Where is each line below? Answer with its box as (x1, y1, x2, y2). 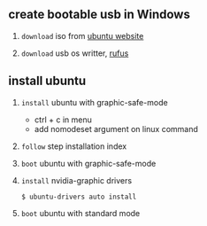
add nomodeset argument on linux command (34, 123, 198, 134)
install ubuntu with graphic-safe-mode (20, 97, 169, 107)
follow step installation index (20, 141, 127, 152)
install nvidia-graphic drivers (20, 175, 133, 185)
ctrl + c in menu (34, 114, 92, 125)
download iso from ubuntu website (20, 30, 144, 41)
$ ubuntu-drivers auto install (20, 192, 137, 201)
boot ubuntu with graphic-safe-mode (20, 158, 157, 168)
